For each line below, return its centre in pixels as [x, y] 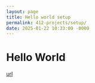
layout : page [22, 12]
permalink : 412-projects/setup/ [46, 23]
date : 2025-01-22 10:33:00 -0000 [48, 28]
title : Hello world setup [38, 17]
